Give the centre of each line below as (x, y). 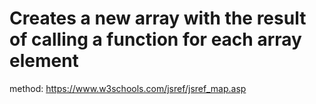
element (44, 61)
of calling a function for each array (155, 39)
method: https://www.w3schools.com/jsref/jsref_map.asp (128, 88)
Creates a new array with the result (158, 18)
